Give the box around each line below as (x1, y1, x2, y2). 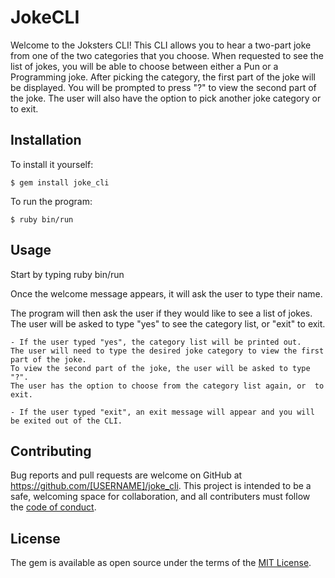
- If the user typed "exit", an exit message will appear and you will (10, 407, 315, 417)
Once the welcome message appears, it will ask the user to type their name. (10, 287, 323, 300)
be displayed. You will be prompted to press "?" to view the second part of (10, 81, 317, 93)
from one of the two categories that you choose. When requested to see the (10, 49, 324, 61)
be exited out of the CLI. (10, 416, 123, 426)
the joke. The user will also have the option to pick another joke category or (10, 92, 322, 104)
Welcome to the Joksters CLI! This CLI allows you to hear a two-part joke (10, 39, 312, 51)
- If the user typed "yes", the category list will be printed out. (10, 337, 302, 347)
